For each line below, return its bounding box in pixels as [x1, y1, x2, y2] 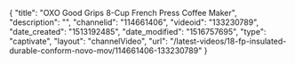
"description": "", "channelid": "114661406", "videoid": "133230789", [9, 17, 259, 28]
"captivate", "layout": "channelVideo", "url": [9, 36, 169, 46]
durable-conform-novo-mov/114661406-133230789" [9, 45, 203, 56]
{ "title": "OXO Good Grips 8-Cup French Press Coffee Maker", [9, 8, 237, 18]
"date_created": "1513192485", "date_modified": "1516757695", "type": [9, 27, 267, 36]
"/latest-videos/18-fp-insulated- [170, 36, 287, 46]
